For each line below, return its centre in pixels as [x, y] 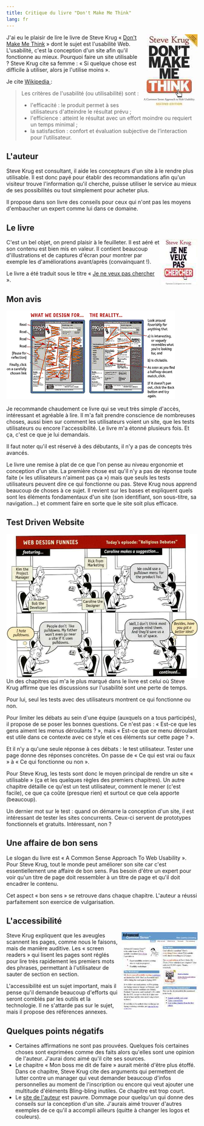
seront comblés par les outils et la [49, 999]
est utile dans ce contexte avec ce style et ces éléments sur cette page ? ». [100, 737]
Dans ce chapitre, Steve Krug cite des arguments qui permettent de [99, 1072]
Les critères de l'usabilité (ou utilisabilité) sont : [80, 93]
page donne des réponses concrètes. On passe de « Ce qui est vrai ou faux [101, 755]
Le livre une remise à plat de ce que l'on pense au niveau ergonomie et [95, 465]
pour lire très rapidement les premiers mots [60, 961]
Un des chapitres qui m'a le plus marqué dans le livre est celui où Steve [96, 681]
